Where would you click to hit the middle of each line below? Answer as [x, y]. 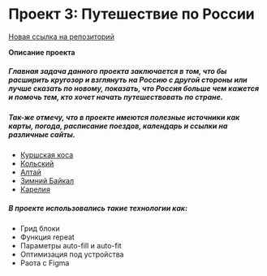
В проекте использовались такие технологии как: [98, 208]
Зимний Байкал [47, 181]
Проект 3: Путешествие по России [132, 14]
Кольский [37, 164]
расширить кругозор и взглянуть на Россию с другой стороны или [128, 80]
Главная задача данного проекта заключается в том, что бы [118, 71]
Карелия [35, 190]
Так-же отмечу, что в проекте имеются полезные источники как [124, 117]
